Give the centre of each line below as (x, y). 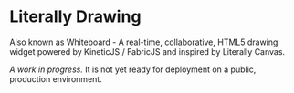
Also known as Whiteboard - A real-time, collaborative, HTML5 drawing (144, 42)
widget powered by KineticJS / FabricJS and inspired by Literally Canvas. (147, 51)
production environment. (56, 78)
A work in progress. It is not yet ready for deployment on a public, (133, 69)
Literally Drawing (75, 17)
